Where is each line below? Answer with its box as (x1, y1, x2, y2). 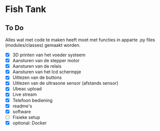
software (12, 108, 31, 114)
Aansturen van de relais (12, 63, 62, 69)
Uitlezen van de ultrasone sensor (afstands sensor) (12, 80, 119, 86)
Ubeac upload (12, 86, 42, 92)
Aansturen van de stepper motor (12, 58, 80, 64)
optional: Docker (12, 119, 47, 126)
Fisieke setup (12, 114, 40, 120)
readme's (12, 103, 33, 109)
